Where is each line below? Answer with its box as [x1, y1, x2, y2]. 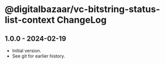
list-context [5, 14, 55, 26]
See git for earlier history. [12, 53, 65, 59]
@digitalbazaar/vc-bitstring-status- [5, 4, 160, 15]
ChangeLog [57, 14, 107, 26]
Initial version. [12, 48, 42, 53]
